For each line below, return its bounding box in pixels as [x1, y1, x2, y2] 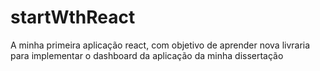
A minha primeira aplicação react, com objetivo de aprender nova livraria [10, 39, 311, 51]
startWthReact [10, 6, 136, 29]
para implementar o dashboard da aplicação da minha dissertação [10, 49, 284, 61]
